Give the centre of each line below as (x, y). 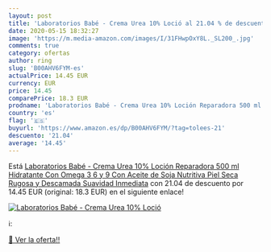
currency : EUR (32, 83)
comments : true (34, 46)
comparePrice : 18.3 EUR (48, 98)
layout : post (30, 16)
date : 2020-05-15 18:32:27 (54, 31)
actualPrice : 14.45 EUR (48, 76)
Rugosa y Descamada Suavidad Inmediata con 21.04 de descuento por (126, 183)
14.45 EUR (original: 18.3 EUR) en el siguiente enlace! (96, 192)
